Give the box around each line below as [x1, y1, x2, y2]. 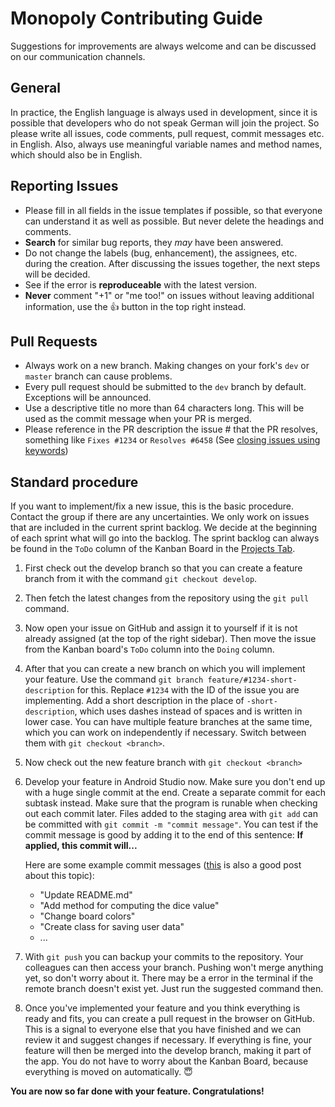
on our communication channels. [10, 50, 146, 62]
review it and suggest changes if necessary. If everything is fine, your [24, 1034, 313, 1046]
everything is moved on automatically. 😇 [24, 1066, 193, 1078]
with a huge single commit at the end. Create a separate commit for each [24, 787, 326, 799]
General [10, 80, 62, 97]
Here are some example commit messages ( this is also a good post [24, 859, 302, 871]
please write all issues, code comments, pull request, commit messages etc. [10, 127, 325, 139]
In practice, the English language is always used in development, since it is [10, 106, 318, 118]
